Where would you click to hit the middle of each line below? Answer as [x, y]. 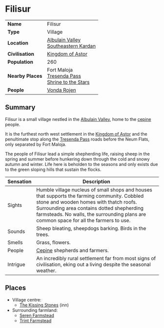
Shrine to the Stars [68, 82]
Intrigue [16, 264]
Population [20, 62]
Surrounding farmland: [35, 310]
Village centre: [27, 300]
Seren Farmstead [37, 315]
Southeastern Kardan [72, 46]
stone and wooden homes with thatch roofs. [87, 202]
